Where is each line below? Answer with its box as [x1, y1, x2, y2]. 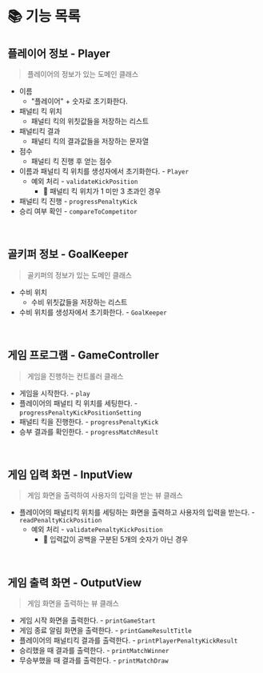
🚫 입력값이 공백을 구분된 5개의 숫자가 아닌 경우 [42, 535, 189, 544]
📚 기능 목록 [7, 7, 81, 26]
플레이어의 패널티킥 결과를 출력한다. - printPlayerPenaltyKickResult [18, 635, 238, 645]
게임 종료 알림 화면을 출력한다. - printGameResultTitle [18, 626, 193, 635]
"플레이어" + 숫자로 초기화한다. [30, 97, 129, 106]
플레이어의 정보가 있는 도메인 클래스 [26, 70, 139, 78]
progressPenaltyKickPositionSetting [18, 409, 141, 417]
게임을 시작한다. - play [18, 388, 90, 398]
